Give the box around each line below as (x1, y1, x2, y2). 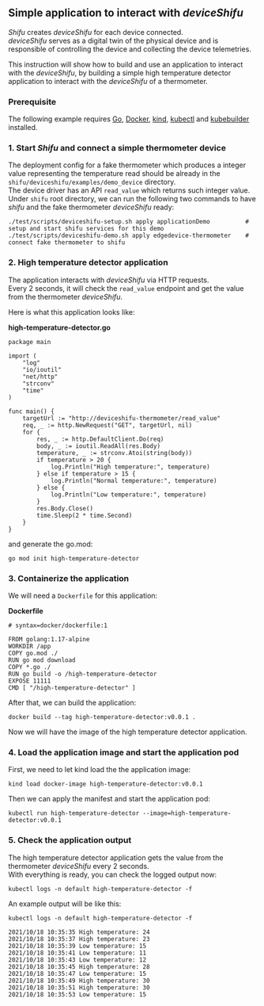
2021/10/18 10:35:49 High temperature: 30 (8, 977, 150, 985)
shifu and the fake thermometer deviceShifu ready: (8, 202, 175, 212)
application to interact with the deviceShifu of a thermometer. (8, 76, 208, 86)
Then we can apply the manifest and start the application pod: (8, 794, 211, 804)
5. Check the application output (8, 835, 132, 846)
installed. (8, 123, 38, 132)
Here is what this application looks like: (8, 307, 136, 316)
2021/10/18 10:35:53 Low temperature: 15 (8, 990, 147, 998)
